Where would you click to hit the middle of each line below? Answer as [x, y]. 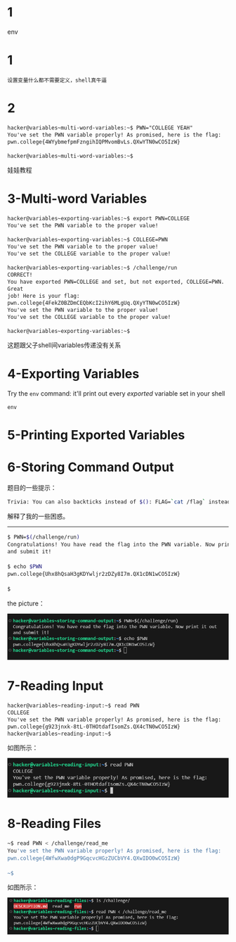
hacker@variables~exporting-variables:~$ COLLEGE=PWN [88, 239]
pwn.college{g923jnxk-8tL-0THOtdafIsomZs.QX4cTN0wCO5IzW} [94, 727]
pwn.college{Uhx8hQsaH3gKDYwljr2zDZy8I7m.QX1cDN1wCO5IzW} [94, 574]
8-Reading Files [54, 824]
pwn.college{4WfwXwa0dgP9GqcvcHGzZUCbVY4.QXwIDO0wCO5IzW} [94, 858]
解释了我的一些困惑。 [38, 516]
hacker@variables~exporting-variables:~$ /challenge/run [92, 268]
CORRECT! [20, 275]
